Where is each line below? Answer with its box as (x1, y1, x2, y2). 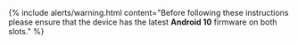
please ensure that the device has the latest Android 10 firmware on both (8, 17, 277, 27)
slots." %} (8, 26, 46, 36)
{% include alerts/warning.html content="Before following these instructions (8, 8, 289, 18)
